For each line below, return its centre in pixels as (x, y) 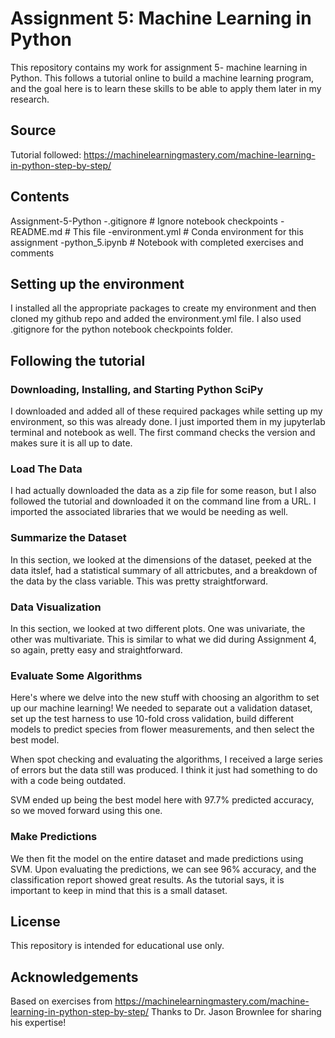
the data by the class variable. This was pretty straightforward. (139, 581)
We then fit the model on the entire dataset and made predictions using (157, 858)
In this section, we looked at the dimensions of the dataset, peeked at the (161, 559)
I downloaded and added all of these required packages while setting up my (166, 411)
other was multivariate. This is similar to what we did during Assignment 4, (163, 639)
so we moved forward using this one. (86, 811)
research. (30, 99)
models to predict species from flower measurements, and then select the (162, 729)
